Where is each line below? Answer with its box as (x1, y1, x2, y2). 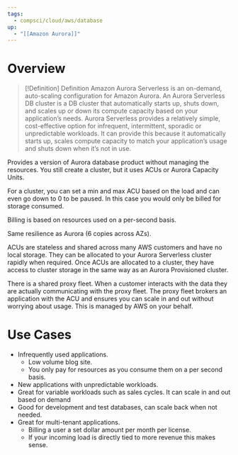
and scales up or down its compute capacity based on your (24, 107, 198, 116)
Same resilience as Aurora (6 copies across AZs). (7, 230, 152, 238)
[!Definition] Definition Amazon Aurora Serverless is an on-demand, (24, 84, 222, 93)
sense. (28, 441, 48, 449)
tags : (7, 10, 23, 18)
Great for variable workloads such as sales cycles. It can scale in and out (17, 388, 231, 397)
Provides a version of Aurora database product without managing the (7, 158, 209, 167)
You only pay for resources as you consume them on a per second (28, 366, 223, 374)
